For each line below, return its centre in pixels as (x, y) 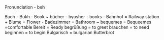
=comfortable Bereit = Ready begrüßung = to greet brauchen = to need (77, 27)
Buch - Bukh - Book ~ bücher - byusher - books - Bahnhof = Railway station (82, 17)
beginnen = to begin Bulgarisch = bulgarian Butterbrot (59, 32)
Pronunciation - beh (25, 7)
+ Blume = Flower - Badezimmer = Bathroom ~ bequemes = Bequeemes (78, 22)
